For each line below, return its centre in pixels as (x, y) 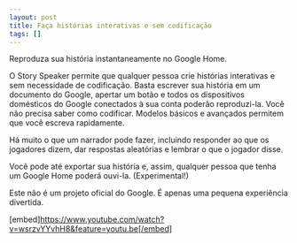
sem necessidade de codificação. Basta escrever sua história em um (135, 86)
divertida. (27, 202)
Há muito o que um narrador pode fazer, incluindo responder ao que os (139, 140)
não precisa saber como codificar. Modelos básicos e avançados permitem (146, 114)
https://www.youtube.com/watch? (102, 220)
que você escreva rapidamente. (67, 123)
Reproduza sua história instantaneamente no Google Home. (118, 59)
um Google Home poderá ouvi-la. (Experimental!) (99, 176)
